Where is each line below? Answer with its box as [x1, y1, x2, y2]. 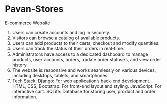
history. [12, 62, 28, 68]
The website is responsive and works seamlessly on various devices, [12, 67, 156, 73]
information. [12, 94, 37, 100]
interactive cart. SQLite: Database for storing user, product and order [12, 88, 156, 94]
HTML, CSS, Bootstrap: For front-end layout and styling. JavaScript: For [12, 83, 162, 89]
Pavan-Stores [5, 3, 64, 15]
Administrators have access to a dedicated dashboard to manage [12, 51, 149, 57]
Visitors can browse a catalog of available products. [12, 35, 120, 41]
